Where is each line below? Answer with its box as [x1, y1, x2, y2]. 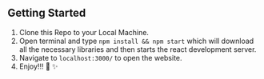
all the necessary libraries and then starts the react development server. [18, 44, 257, 54]
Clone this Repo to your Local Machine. [18, 27, 150, 37]
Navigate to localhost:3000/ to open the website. [18, 53, 182, 62]
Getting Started [7, 6, 86, 20]
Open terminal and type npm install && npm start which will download [18, 36, 254, 45]
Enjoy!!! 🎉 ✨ [18, 61, 58, 71]
